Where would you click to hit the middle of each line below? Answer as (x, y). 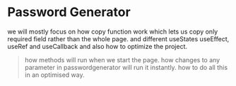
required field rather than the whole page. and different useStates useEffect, (118, 38)
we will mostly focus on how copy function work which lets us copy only (113, 31)
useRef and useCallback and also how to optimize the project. (97, 46)
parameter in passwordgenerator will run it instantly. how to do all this (126, 67)
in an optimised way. (54, 75)
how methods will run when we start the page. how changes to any (122, 59)
